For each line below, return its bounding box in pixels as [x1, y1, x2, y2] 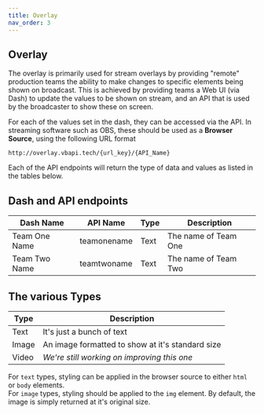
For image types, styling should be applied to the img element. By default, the [8, 388, 256, 398]
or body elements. [8, 380, 65, 390]
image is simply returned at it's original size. [8, 397, 151, 406]
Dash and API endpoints [8, 194, 128, 207]
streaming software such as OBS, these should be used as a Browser [8, 126, 233, 135]
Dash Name [19, 218, 64, 229]
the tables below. [8, 171, 64, 181]
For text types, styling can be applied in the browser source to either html [8, 372, 247, 381]
